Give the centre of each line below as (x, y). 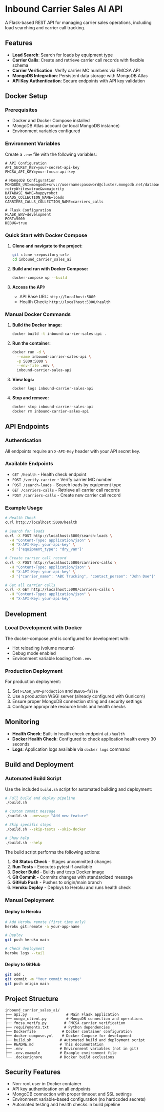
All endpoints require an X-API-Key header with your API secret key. (73, 451)
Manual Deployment (30, 900)
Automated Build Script (33, 779)
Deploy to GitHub (23, 964)
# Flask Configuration (28, 210)
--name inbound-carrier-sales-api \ (54, 357)
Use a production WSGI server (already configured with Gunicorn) (79, 696)
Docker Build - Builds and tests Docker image (58, 872)
